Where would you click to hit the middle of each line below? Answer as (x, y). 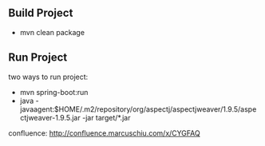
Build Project (41, 13)
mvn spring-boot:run (54, 92)
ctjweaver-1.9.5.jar (50, 117)
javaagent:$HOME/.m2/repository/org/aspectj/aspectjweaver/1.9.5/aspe (138, 109)
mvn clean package (52, 32)
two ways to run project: (48, 77)
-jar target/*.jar (107, 117)
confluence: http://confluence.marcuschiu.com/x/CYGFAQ (105, 133)
